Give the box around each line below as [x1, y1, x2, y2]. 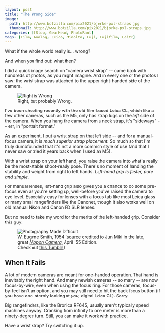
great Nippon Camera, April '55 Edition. [17, 239, 98, 245]
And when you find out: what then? [5, 58, 76, 64]
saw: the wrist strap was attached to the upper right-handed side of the [5, 77, 150, 84]
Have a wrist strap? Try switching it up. [5, 322, 84, 328]
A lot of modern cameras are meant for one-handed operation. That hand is [5, 272, 159, 278]
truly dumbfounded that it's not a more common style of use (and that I [5, 143, 149, 149]
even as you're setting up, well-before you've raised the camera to [17, 188, 153, 194]
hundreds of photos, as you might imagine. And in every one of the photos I [5, 73, 159, 78]
